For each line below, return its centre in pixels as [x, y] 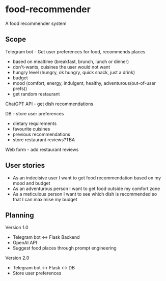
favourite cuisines [31, 129]
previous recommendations [41, 134]
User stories [25, 165]
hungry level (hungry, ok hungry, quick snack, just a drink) [74, 72]
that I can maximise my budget [45, 199]
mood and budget [31, 183]
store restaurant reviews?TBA [44, 139]
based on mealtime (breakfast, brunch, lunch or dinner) [71, 61]
